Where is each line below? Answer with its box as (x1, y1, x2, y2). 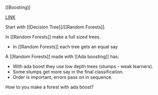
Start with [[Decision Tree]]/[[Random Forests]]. (5, 24, 106, 30)
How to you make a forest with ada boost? (5, 84, 94, 90)
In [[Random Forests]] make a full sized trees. (5, 34, 101, 40)
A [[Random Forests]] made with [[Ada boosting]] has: (5, 53, 119, 59)
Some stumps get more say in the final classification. (12, 69, 124, 75)
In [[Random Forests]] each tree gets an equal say (12, 44, 118, 50)
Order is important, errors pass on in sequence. (12, 74, 113, 80)
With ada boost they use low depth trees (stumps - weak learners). (12, 64, 154, 69)
